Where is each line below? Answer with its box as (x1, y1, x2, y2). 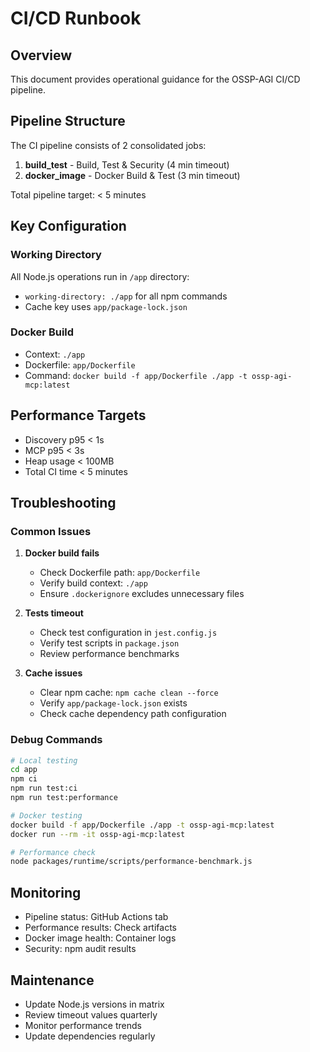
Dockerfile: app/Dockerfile (24, 358, 136, 371)
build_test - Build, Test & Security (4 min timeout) (24, 158, 230, 171)
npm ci (10, 774, 38, 784)
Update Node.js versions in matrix (24, 998, 165, 1010)
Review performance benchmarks (39, 648, 180, 660)
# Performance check (10, 847, 97, 857)
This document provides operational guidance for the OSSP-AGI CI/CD (10, 73, 301, 85)
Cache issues (24, 667, 83, 679)
